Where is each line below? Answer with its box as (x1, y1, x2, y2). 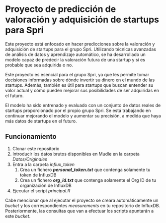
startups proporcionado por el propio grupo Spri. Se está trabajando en (5, 108, 151, 113)
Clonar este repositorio (12, 145, 60, 152)
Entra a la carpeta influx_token (12, 161, 75, 167)
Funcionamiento (5, 132, 57, 141)
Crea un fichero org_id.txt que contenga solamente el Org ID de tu (19, 177, 157, 183)
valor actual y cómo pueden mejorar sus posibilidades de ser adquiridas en (5, 87, 159, 93)
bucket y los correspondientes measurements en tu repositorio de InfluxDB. (5, 202, 161, 209)
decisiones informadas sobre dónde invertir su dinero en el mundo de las (5, 77, 155, 83)
